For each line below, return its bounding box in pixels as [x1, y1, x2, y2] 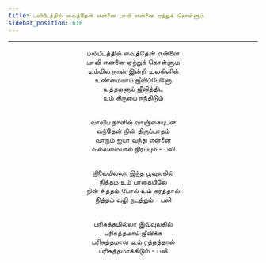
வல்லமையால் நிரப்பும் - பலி [90, 143, 176, 153]
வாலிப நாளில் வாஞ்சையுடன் [89, 116, 177, 127]
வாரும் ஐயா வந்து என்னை [94, 135, 172, 144]
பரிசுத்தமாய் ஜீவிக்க [104, 227, 162, 238]
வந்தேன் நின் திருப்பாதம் [96, 126, 170, 135]
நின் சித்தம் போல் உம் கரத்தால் [85, 185, 180, 195]
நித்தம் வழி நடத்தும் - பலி [94, 195, 172, 204]
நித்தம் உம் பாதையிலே [98, 177, 168, 186]
